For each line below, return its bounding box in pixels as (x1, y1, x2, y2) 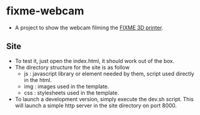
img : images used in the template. (23, 83, 109, 90)
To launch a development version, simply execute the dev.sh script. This (14, 95, 194, 102)
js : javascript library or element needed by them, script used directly (23, 70, 195, 77)
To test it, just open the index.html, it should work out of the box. (14, 57, 175, 64)
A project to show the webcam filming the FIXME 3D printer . (14, 24, 163, 31)
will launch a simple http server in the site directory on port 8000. (14, 102, 177, 109)
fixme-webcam (6, 4, 84, 18)
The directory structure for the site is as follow (14, 63, 130, 71)
